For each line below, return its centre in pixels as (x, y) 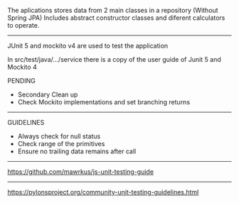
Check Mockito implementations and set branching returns (104, 102)
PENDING (21, 81)
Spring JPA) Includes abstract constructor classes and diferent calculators (116, 18)
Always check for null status (59, 136)
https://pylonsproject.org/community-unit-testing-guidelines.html (103, 192)
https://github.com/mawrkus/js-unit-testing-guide (81, 172)
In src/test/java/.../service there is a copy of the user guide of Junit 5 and (115, 59)
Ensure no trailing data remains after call (77, 151)
